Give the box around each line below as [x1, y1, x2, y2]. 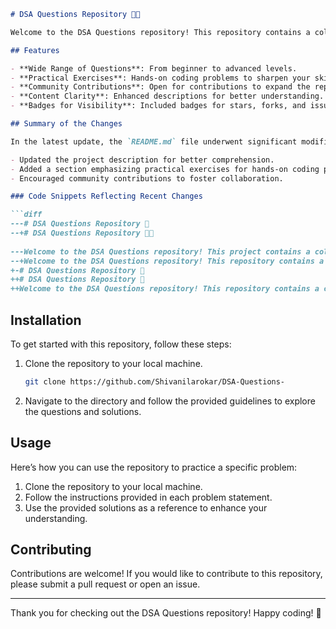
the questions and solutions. [24, 405, 142, 417]
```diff [10, 210, 43, 220]
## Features [10, 45, 60, 55]
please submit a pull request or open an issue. [10, 578, 201, 590]
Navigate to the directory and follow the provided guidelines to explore [24, 395, 316, 407]
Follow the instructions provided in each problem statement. [24, 491, 273, 503]
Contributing [10, 541, 92, 559]
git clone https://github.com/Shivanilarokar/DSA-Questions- [24, 376, 286, 387]
